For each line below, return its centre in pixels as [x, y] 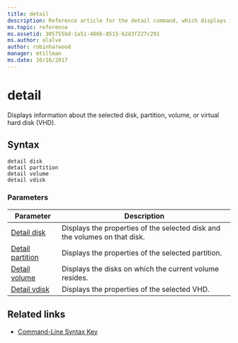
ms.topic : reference [38, 27]
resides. [75, 278]
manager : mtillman [34, 54]
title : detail [28, 14]
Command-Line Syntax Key [57, 332]
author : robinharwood [39, 47]
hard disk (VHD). [32, 122]
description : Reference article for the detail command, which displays [117, 21]
